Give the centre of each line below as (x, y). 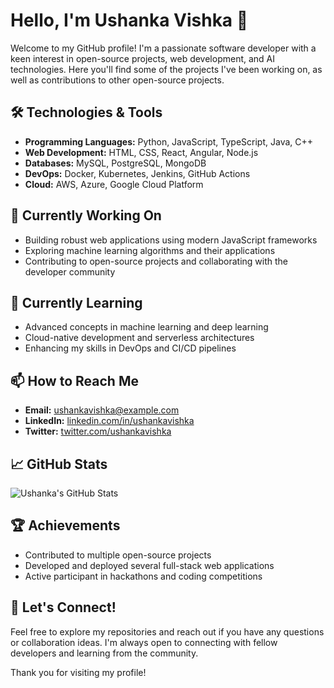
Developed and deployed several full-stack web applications (149, 565)
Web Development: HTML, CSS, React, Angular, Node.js (141, 152)
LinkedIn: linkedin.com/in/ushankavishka (109, 421)
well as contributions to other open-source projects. (117, 80)
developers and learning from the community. (104, 653)
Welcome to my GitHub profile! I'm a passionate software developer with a (163, 48)
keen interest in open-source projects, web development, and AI (143, 58)
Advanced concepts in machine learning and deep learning (146, 327)
